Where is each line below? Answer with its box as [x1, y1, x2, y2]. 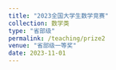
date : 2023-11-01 [8, 49, 66, 57]
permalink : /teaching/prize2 [8, 34, 106, 43]
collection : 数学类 [8, 19, 70, 27]
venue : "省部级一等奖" [8, 42, 77, 50]
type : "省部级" [8, 27, 55, 35]
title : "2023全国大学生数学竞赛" [8, 11, 110, 20]
